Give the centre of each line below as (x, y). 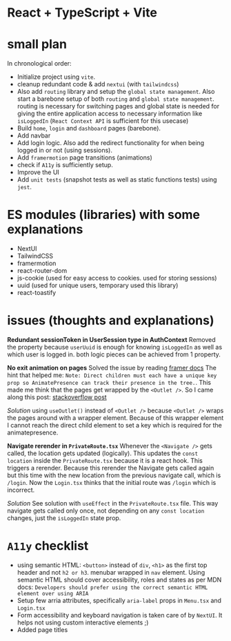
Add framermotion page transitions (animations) (85, 157)
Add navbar (34, 135)
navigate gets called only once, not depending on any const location (106, 510)
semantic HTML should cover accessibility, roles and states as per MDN (119, 580)
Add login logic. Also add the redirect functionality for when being (111, 143)
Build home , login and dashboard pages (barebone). (89, 128)
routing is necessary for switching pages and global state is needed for (118, 106)
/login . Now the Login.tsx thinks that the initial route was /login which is (112, 482)
